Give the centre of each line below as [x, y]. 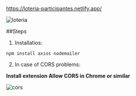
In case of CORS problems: [47, 64]
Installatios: [29, 43]
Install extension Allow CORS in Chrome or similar [68, 76]
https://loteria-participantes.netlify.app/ [54, 9]
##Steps [16, 31]
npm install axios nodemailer [43, 54]
